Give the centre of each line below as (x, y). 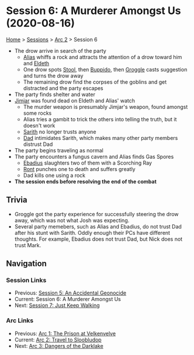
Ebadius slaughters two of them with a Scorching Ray (87, 163)
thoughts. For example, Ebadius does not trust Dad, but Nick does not (98, 239)
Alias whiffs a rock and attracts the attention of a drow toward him (103, 57)
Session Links (26, 281)
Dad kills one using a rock (54, 175)
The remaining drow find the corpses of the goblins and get (95, 82)
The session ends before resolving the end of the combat (85, 181)
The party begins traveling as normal (59, 150)
